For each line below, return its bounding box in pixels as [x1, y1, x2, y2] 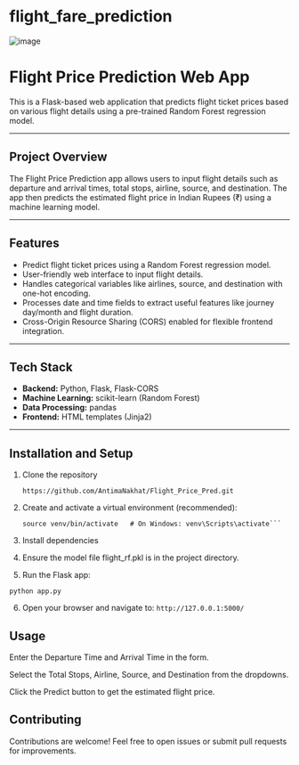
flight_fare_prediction [9, 6, 173, 27]
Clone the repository [21, 469, 98, 480]
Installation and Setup [9, 445, 133, 460]
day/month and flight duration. [21, 306, 133, 317]
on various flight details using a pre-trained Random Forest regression [9, 105, 266, 117]
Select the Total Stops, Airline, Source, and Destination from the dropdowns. [9, 669, 289, 680]
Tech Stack [9, 359, 73, 375]
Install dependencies [21, 535, 100, 546]
